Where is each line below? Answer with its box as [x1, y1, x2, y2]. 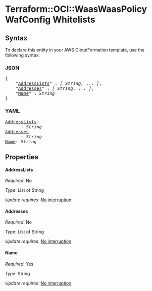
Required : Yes [5, 261, 34, 267]
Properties [5, 153, 39, 161]
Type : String [5, 270, 30, 276]
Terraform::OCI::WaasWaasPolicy [5, 3, 147, 15]
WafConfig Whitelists [5, 14, 96, 25]
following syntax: [5, 52, 40, 58]
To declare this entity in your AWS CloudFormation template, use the [5, 47, 145, 53]
